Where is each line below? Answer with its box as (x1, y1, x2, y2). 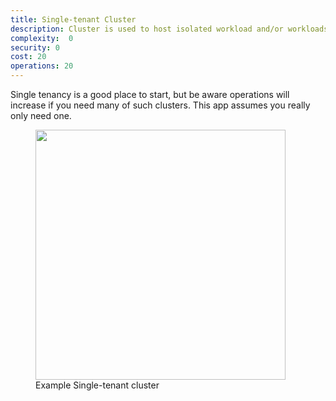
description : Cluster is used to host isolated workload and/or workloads (10, 24, 329, 34)
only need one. (10, 110, 72, 121)
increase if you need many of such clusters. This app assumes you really (10, 99, 311, 111)
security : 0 (10, 42, 60, 53)
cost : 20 (10, 52, 47, 62)
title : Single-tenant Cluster (10, 14, 137, 25)
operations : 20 (10, 61, 74, 71)
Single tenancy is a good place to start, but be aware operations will (10, 89, 290, 100)
